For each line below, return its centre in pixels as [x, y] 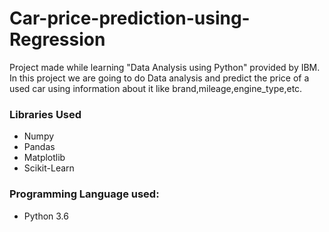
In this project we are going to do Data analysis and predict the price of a [159, 78]
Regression [57, 39]
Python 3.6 [46, 216]
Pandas [39, 147]
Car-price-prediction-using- [130, 18]
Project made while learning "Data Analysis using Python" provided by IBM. [165, 67]
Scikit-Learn [49, 168]
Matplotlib [44, 158]
